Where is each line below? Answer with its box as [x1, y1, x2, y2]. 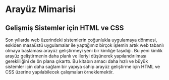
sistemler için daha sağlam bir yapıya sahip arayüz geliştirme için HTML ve [5, 64, 160, 69]
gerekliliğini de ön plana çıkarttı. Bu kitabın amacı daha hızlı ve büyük [5, 58, 148, 64]
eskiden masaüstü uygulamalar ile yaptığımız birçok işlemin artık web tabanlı [5, 42, 164, 48]
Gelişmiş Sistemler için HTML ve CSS [5, 24, 124, 32]
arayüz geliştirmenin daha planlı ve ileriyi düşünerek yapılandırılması [5, 53, 147, 59]
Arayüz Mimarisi [5, 4, 76, 15]
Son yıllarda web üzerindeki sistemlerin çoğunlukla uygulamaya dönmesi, [5, 37, 157, 43]
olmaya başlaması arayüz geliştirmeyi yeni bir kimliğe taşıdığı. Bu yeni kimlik [5, 48, 163, 53]
